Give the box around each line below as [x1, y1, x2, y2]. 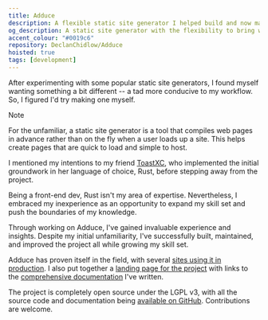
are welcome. [8, 304, 53, 314]
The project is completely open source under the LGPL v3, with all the [8, 287, 238, 297]
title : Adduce [8, 11, 56, 20]
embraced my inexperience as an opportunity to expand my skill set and [8, 198, 246, 208]
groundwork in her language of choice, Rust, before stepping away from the [8, 166, 258, 176]
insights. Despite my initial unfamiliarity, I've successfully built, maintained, [8, 231, 254, 240]
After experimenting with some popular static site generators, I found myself [8, 77, 259, 88]
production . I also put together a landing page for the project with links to [8, 263, 249, 273]
